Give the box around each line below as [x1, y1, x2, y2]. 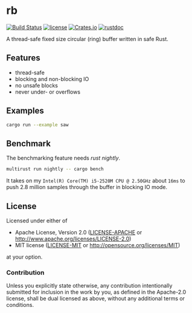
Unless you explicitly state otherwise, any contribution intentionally [6, 282, 173, 289]
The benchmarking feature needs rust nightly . [6, 155, 121, 162]
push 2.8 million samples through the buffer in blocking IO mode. [6, 184, 168, 191]
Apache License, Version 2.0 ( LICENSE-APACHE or [14, 228, 142, 236]
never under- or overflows [14, 88, 80, 95]
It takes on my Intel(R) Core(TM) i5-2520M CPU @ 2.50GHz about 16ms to [6, 177, 185, 184]
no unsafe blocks [14, 82, 59, 89]
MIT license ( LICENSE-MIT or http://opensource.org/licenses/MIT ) [14, 241, 181, 248]
